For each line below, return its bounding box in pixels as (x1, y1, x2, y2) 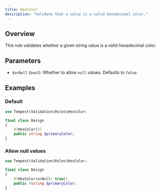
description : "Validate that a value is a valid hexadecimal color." (5, 12, 148, 17)
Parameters (5, 56, 41, 65)
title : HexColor (5, 7, 38, 12)
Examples (5, 84, 35, 92)
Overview (5, 30, 35, 38)
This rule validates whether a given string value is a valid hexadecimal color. (5, 42, 157, 49)
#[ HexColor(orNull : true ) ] (14, 176, 68, 181)
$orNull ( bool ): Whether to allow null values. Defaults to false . (12, 70, 138, 75)
